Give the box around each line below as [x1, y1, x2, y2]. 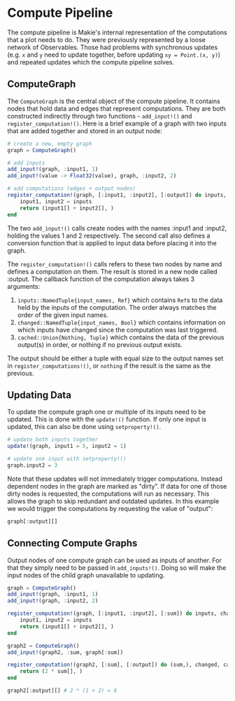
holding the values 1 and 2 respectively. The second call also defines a [7, 231, 211, 240]
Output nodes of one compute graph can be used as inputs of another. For [7, 556, 222, 564]
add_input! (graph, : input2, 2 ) [7, 597, 99, 604]
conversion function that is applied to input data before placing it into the [7, 238, 217, 247]
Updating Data [7, 389, 72, 401]
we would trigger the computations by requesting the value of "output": [7, 504, 213, 512]
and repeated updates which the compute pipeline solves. [7, 57, 175, 66]
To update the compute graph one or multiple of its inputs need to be [7, 408, 206, 416]
